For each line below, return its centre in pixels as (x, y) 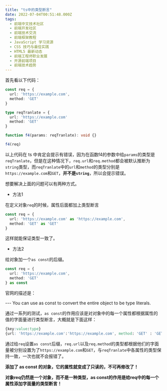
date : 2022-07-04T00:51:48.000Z (39, 14)
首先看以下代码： (23, 80)
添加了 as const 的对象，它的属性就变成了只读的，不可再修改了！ (72, 367)
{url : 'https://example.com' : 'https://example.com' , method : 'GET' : (79, 333)
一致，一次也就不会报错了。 (38, 356)
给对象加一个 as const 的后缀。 (36, 260)
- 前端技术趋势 (23, 65)
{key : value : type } (23, 329)
